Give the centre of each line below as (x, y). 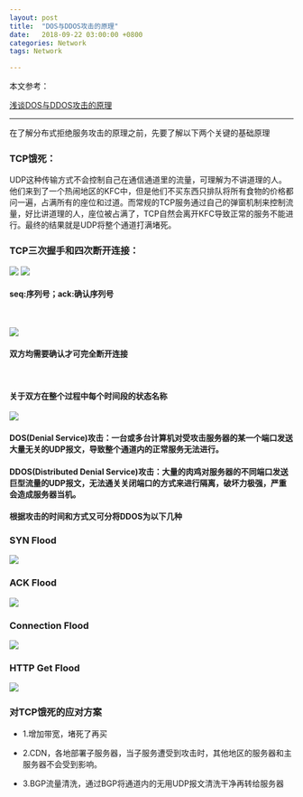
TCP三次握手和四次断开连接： (74, 251)
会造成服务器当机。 (45, 494)
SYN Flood (33, 540)
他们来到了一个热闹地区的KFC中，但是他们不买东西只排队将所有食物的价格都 (151, 192)
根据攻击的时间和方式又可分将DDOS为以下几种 (96, 517)
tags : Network (36, 52)
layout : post (34, 18)
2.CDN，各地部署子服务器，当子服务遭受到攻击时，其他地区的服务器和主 (157, 753)
